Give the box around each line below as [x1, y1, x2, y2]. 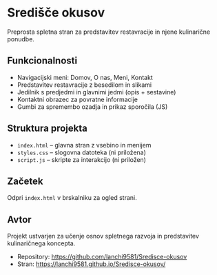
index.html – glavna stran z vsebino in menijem [17, 141, 152, 149]
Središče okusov [7, 5, 105, 21]
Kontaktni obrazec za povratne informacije [17, 95, 138, 103]
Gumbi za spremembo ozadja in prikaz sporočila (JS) [17, 102, 168, 111]
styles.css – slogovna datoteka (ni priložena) [17, 148, 147, 156]
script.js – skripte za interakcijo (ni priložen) [17, 155, 147, 163]
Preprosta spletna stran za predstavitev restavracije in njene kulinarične [7, 28, 211, 36]
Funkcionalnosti [7, 55, 78, 67]
